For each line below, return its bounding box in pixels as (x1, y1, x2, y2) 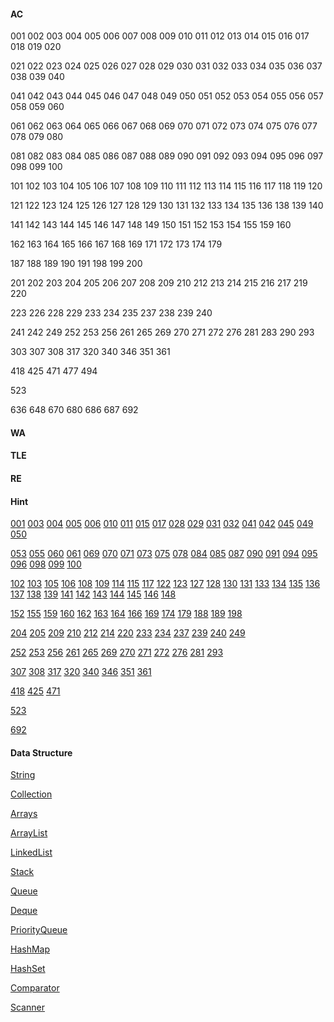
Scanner (10, 1001, 45, 1014)
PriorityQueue (10, 924, 68, 936)
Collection (10, 788, 53, 800)
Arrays (10, 808, 38, 820)
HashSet (10, 963, 46, 975)
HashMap (10, 943, 51, 955)
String (10, 769, 36, 781)
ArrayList (10, 827, 48, 839)
